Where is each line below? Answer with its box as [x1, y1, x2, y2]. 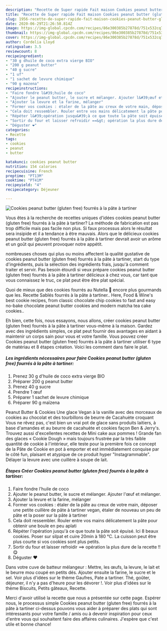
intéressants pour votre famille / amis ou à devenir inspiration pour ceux [5, 611, 153, 617]
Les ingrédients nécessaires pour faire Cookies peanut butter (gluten [5, 355, 151, 361]
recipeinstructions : [5, 85, 49, 91]
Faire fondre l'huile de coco [12, 485, 69, 492]
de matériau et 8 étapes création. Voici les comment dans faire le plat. [5, 344, 149, 350]
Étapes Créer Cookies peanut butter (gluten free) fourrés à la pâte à [5, 468, 148, 474]
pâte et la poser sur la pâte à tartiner [12, 512, 88, 518]
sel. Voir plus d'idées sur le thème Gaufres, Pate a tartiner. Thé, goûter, [5, 574, 151, 580]
